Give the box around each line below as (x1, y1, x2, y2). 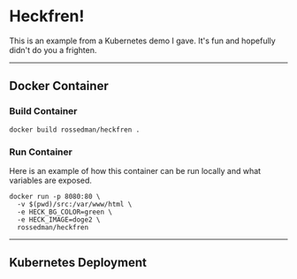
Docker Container (9, 79, 109, 94)
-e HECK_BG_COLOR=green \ (17, 207, 113, 216)
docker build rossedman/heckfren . (9, 125, 141, 134)
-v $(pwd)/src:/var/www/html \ (17, 200, 133, 208)
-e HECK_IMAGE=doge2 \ (17, 215, 101, 224)
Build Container (9, 105, 78, 117)
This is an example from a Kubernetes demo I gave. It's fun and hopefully (9, 35, 276, 46)
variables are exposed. (9, 175, 93, 185)
